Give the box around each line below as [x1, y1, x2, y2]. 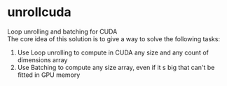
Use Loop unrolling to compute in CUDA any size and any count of [17, 48, 209, 57]
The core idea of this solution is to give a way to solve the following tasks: [7, 34, 221, 43]
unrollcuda [7, 4, 71, 20]
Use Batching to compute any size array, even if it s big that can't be [17, 63, 215, 71]
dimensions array [17, 55, 68, 64]
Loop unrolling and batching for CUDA [7, 27, 118, 36]
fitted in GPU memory [17, 71, 81, 79]
